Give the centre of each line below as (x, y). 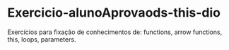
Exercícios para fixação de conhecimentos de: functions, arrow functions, (115, 32)
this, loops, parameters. (42, 39)
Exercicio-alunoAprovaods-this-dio (114, 13)
